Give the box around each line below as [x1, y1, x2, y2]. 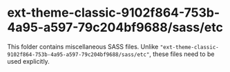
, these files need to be [149, 50, 215, 58]
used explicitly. [7, 57, 50, 65]
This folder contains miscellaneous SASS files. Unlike [7, 42, 159, 51]
